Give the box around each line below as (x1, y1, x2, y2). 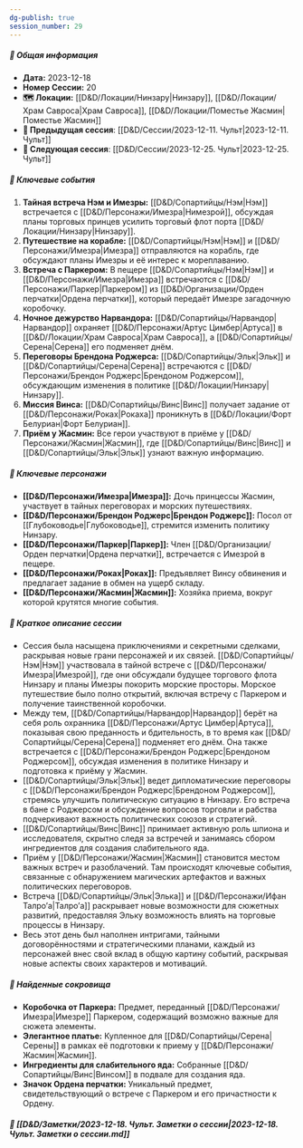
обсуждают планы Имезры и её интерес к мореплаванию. (22, 255, 250, 265)
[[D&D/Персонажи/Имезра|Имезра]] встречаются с (22, 274, 223, 285)
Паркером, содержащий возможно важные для (93, 1011, 279, 1022)
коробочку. (22, 303, 66, 314)
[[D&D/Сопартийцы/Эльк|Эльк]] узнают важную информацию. (22, 448, 265, 458)
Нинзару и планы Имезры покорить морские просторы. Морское (22, 679, 277, 690)
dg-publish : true (9, 13, 75, 23)
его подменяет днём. (91, 342, 174, 352)
